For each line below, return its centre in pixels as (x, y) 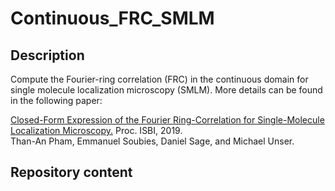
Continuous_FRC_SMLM (112, 18)
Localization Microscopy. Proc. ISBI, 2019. (96, 130)
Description (47, 55)
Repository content (71, 172)
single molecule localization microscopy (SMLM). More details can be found (166, 90)
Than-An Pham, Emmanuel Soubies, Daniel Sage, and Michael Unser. (152, 141)
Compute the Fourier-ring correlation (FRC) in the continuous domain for (159, 79)
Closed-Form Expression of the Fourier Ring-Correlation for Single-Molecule (167, 120)
